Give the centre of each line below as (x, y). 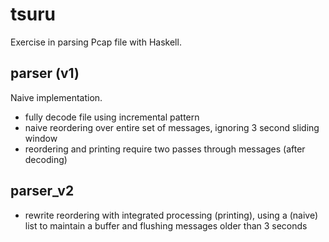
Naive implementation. (56, 97)
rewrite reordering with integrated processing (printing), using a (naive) (171, 215)
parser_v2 (42, 191)
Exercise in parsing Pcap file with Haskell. (96, 42)
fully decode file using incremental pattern (112, 117)
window (41, 138)
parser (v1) (45, 73)
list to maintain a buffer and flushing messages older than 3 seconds (166, 225)
